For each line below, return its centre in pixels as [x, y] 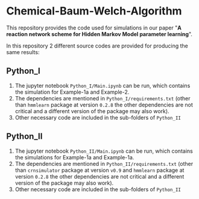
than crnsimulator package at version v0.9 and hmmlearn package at [99, 170]
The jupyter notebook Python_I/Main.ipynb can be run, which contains [103, 85]
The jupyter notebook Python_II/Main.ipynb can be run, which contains [104, 151]
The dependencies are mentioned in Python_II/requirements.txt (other [104, 164]
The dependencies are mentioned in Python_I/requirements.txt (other [103, 98]
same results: [23, 52]
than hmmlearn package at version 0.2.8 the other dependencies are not [104, 105]
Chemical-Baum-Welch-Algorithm [94, 11]
